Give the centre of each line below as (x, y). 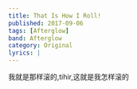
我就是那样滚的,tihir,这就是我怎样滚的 (69, 77)
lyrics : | (25, 53)
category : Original (41, 46)
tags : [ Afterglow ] (39, 30)
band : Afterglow (35, 38)
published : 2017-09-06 (46, 23)
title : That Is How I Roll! (55, 16)
